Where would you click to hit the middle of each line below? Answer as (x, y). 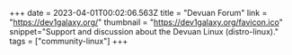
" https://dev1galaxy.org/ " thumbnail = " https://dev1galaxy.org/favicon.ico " (146, 22)
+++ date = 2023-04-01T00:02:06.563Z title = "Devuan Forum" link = (138, 13)
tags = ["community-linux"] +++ (69, 41)
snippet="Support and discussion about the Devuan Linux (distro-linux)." (144, 31)
